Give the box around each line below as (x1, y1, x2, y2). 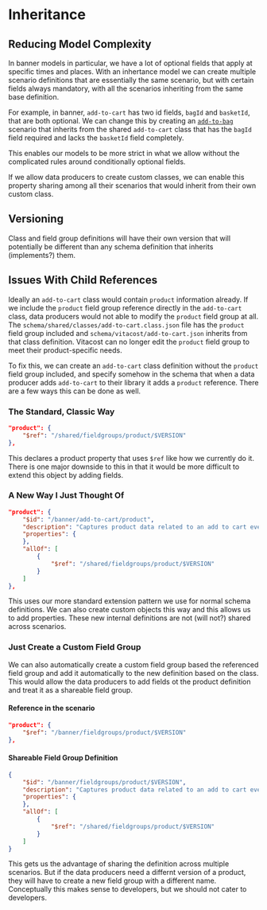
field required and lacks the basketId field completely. (8, 133, 184, 143)
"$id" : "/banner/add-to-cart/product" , (22, 515, 155, 523)
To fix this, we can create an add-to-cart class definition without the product (8, 361, 259, 370)
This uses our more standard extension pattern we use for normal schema (8, 596, 251, 606)
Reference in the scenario (8, 703, 95, 713)
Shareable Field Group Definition (8, 753, 118, 763)
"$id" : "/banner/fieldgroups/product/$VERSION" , (22, 778, 187, 786)
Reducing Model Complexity (8, 37, 152, 51)
